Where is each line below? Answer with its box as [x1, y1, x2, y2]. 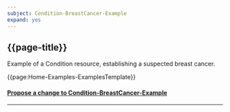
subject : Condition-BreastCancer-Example [7, 10, 127, 17]
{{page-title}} [7, 42, 68, 53]
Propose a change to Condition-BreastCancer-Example [7, 88, 168, 96]
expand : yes [7, 16, 41, 23]
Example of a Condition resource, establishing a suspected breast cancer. [7, 59, 216, 68]
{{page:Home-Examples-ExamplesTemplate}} [7, 73, 136, 81]
